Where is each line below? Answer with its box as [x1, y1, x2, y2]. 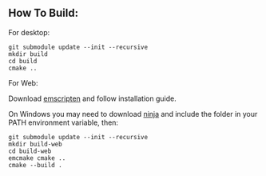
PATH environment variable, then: [8, 118, 118, 127]
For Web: [8, 78, 38, 87]
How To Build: [8, 6, 78, 20]
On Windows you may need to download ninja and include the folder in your [8, 109, 258, 118]
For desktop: [8, 27, 50, 37]
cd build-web [8, 147, 52, 155]
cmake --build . [8, 161, 62, 169]
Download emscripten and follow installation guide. [8, 94, 177, 103]
